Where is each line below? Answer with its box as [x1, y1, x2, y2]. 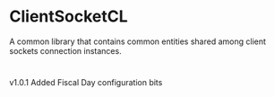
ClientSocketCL [9, 6, 128, 27]
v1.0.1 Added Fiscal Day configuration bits [9, 77, 163, 88]
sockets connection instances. [9, 45, 123, 56]
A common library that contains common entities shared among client [9, 36, 267, 47]
